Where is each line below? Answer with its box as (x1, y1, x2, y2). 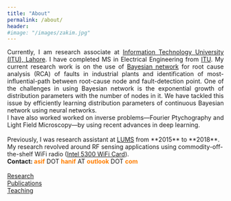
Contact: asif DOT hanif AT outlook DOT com (7, 157, 138, 165)
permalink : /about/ (7, 16, 63, 23)
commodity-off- (177, 143, 223, 151)
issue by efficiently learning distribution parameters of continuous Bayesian (7, 99, 224, 107)
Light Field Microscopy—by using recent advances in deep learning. (7, 121, 201, 129)
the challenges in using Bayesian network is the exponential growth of (7, 84, 224, 93)
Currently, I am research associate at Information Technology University (7, 48, 224, 56)
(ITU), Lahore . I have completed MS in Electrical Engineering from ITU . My (7, 56, 224, 64)
